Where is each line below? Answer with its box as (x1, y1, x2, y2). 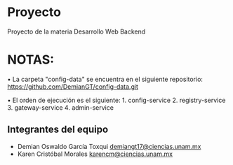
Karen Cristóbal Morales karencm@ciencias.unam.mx (17, 150, 173, 158)
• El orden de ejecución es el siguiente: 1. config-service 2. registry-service (7, 96, 226, 104)
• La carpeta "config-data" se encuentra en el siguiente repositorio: (7, 75, 204, 83)
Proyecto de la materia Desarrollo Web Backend (7, 27, 146, 36)
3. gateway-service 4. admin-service (7, 103, 114, 112)
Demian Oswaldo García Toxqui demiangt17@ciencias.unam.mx (17, 142, 201, 150)
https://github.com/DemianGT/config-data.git (7, 82, 139, 91)
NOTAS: (7, 52, 55, 68)
